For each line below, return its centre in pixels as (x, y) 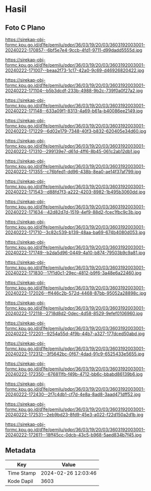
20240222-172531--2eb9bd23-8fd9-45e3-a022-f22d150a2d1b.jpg (74, 414)
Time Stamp (22, 473)
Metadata (20, 450)
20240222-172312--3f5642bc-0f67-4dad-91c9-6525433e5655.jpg (75, 354)
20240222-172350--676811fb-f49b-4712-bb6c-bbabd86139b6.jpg (74, 374)
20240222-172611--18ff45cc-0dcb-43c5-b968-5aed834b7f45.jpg (74, 435)
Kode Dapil (20, 481)
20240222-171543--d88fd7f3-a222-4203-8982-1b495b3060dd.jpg (75, 192)
